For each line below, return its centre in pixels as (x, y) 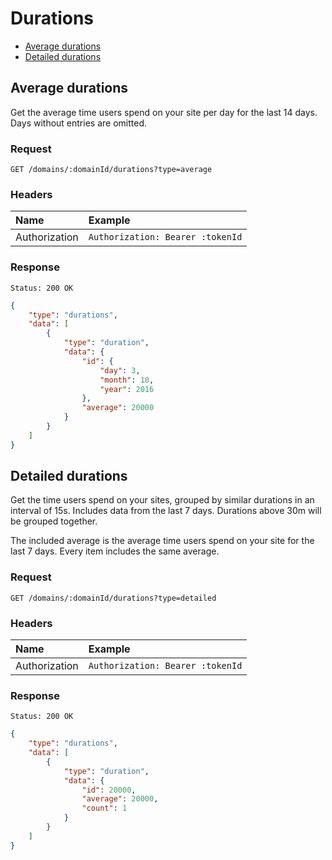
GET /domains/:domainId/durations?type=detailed (113, 598)
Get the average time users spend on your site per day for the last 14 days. (164, 112)
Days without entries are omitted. (78, 123)
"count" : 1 (104, 808)
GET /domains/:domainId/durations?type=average (111, 170)
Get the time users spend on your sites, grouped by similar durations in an (162, 500)
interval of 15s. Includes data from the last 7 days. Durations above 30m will (166, 511)
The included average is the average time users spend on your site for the (162, 541)
